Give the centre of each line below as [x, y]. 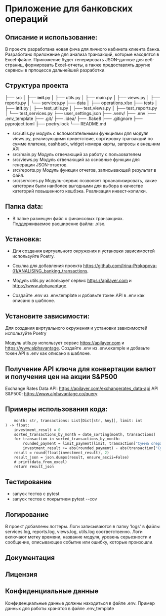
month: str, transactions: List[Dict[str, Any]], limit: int [78, 421]
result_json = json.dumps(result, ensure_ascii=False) [72, 457]
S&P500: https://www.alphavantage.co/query [51, 394]
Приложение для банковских [69, 9]
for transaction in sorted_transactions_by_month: [67, 439]
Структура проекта [37, 86]
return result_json [34, 466]
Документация [30, 558]
